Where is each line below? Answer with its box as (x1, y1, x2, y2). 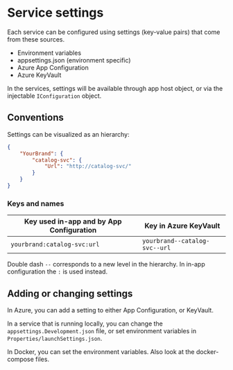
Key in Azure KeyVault (144, 221, 221, 230)
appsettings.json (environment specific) (17, 56, 131, 64)
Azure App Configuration (17, 63, 89, 72)
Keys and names (7, 199, 64, 208)
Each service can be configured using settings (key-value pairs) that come (7, 28, 221, 36)
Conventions (7, 112, 64, 124)
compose (7, 355, 35, 363)
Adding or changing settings (7, 287, 133, 299)
